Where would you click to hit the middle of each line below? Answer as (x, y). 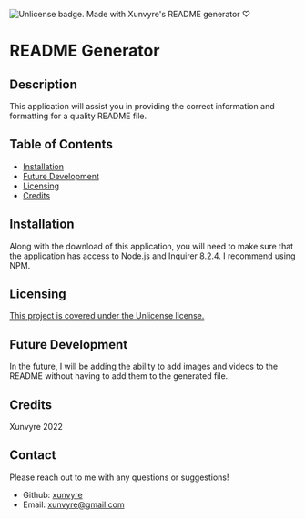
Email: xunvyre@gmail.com (73, 504)
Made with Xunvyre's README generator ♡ (168, 14)
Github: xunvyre (53, 494)
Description (43, 84)
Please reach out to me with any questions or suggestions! (119, 477)
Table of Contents (61, 144)
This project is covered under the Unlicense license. (107, 316)
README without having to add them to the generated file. (119, 376)
